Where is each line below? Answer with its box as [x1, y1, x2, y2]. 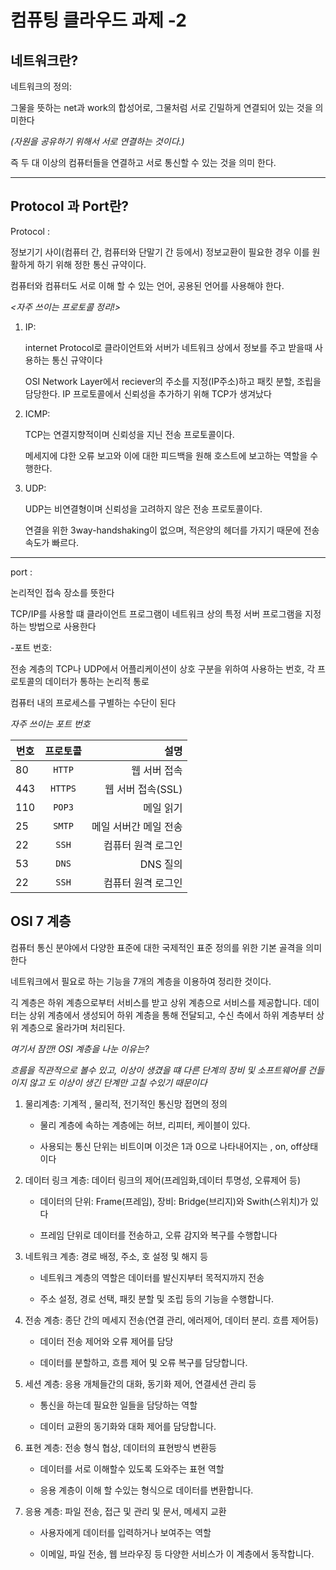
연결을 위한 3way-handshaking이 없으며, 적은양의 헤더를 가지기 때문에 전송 [24, 524, 320, 536]
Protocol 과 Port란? [10, 198, 130, 215]
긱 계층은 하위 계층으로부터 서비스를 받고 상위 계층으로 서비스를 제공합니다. [10, 996, 302, 1008]
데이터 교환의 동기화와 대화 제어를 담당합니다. [39, 1420, 217, 1432]
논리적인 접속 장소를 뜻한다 [10, 586, 115, 598]
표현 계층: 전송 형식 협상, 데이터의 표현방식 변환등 [24, 1441, 217, 1453]
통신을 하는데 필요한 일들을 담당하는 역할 [39, 1399, 198, 1411]
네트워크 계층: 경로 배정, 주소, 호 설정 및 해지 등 [24, 1250, 209, 1262]
